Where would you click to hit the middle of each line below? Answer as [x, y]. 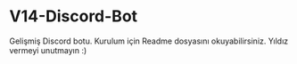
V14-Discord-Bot [74, 16]
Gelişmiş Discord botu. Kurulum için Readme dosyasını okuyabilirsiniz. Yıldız [149, 41]
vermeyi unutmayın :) [48, 50]
